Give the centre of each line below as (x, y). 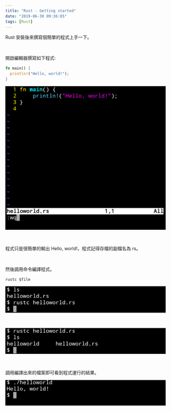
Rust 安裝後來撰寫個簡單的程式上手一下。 (49, 37)
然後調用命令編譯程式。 (30, 269)
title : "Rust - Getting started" (41, 11)
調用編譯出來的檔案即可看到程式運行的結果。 (52, 372)
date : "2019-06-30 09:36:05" (36, 16)
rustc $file (18, 279)
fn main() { (18, 68)
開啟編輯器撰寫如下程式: (31, 58)
